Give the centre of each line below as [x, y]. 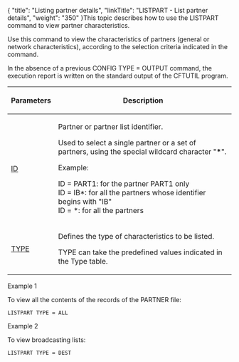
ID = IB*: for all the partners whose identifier [132, 193]
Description [143, 100]
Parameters [31, 100]
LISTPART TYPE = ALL [38, 313]
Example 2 [23, 326]
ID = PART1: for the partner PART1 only [124, 183]
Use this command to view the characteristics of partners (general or [108, 39]
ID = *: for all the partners [101, 211]
